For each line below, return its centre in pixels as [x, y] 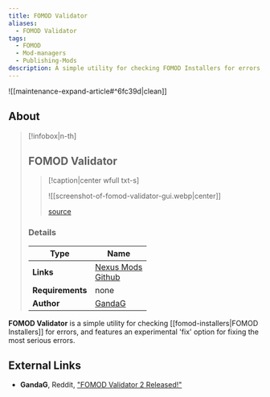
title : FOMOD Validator [48, 16]
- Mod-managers [41, 53]
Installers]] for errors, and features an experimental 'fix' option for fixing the [134, 332]
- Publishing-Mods [47, 61]
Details [42, 233]
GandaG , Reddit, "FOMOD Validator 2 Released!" [101, 385]
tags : [17, 38]
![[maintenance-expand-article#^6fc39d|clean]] [88, 91]
